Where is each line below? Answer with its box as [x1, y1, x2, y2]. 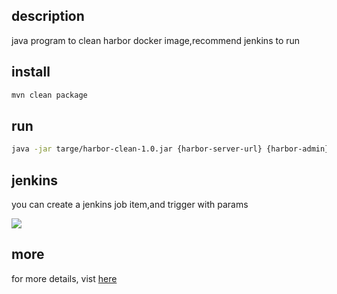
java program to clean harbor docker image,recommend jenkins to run [11, 34, 301, 46]
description [11, 8, 85, 25]
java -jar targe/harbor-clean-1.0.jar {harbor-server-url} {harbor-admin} [11, 144, 330, 154]
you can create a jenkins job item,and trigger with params [11, 199, 249, 210]
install [11, 64, 51, 81]
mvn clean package [11, 90, 88, 100]
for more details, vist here [11, 272, 118, 284]
